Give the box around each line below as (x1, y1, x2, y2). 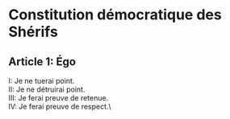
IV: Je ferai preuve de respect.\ (8, 102, 111, 111)
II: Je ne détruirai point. (8, 84, 86, 94)
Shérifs (8, 23, 58, 41)
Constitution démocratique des (8, 6, 222, 24)
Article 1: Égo (8, 55, 77, 68)
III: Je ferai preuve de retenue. (8, 93, 109, 102)
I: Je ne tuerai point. (8, 76, 75, 85)
